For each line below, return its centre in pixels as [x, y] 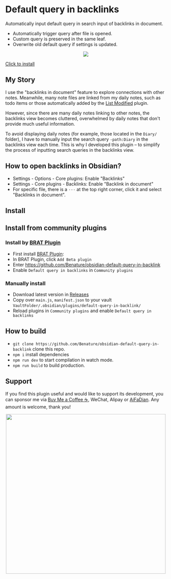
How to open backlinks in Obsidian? [63, 166]
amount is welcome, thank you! [38, 407]
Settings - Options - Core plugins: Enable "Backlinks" [69, 178]
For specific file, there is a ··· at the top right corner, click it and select [87, 189]
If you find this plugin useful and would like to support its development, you [84, 393]
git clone [23, 344]
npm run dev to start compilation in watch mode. [63, 360]
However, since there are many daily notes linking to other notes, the [77, 113]
